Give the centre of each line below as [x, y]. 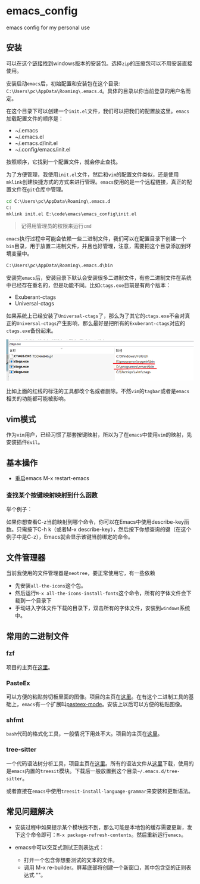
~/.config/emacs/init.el [43, 149]
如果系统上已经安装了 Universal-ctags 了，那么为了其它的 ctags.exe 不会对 [96, 316]
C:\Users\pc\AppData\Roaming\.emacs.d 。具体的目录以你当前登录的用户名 [96, 91]
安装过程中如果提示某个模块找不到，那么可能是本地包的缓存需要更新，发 [103, 827]
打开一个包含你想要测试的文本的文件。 [71, 860]
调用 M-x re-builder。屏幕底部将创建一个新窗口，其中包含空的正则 [105, 867]
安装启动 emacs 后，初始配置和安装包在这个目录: [63, 83]
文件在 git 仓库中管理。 [39, 189]
